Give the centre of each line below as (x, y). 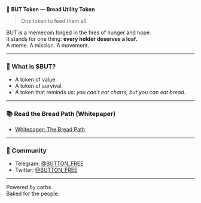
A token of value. (36, 80)
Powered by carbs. (29, 187)
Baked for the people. (33, 193)
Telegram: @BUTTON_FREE (49, 163)
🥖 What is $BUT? (31, 66)
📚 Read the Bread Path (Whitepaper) (61, 114)
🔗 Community (26, 150)
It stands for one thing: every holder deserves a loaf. (72, 39)
